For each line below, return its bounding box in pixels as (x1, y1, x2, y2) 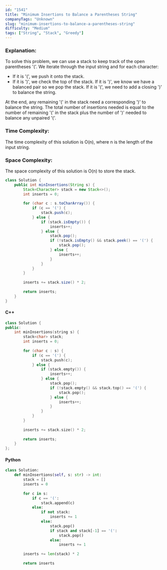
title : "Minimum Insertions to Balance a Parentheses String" (5, 12, 137, 17)
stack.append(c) (40, 500, 75, 505)
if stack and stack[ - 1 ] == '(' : (49, 528, 117, 533)
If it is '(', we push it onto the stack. (12, 73, 85, 79)
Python (5, 456, 21, 462)
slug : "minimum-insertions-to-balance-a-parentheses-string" (5, 21, 135, 26)
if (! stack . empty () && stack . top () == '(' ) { (49, 385, 146, 390)
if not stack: (40, 509, 70, 515)
